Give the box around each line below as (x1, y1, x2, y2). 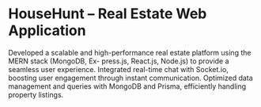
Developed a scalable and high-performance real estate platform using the (8, 48, 252, 57)
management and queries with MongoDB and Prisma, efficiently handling (8, 81, 247, 91)
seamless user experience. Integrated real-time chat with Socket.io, (8, 64, 229, 74)
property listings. (8, 90, 64, 99)
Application (8, 21, 86, 40)
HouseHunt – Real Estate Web (8, 5, 207, 23)
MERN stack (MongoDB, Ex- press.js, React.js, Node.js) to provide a (8, 56, 229, 66)
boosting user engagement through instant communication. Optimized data (8, 73, 253, 82)
